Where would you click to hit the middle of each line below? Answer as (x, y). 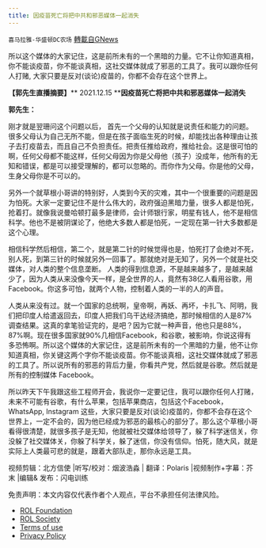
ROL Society (40, 519)
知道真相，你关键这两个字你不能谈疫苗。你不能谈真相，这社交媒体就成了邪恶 (133, 355)
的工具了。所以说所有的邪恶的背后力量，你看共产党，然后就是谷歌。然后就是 (133, 364)
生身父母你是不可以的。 (46, 176)
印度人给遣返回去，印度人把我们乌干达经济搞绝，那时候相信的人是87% (137, 315)
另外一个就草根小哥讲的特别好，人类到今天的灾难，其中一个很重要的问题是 (129, 192)
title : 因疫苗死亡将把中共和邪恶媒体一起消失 (74, 15)
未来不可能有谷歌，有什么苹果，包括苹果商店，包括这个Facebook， (118, 401)
